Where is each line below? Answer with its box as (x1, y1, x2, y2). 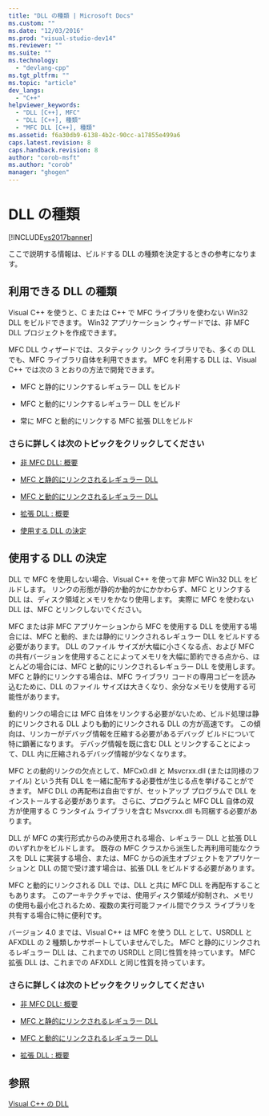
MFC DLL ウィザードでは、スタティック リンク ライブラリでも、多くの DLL (8, 344, 256, 354)
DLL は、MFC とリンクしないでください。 (8, 604, 147, 614)
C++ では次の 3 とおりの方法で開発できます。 (8, 364, 159, 374)
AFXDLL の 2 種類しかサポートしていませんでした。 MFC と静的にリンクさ (8, 937, 254, 947)
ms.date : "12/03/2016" (8, 26, 84, 34)
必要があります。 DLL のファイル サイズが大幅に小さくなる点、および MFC (8, 641, 255, 651)
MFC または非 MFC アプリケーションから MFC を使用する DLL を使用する (8, 621, 251, 631)
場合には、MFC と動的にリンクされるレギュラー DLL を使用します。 (35, 661, 260, 671)
